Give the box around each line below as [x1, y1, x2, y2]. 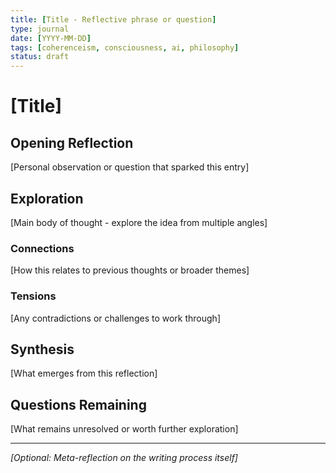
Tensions [10, 289, 57, 303]
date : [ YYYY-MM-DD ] [10, 33, 92, 43]
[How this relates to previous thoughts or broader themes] [10, 264, 250, 276]
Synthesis [10, 341, 75, 358]
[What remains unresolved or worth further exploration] [10, 423, 239, 435]
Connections [10, 241, 75, 255]
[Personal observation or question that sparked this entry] [10, 161, 250, 173]
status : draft [10, 52, 70, 62]
